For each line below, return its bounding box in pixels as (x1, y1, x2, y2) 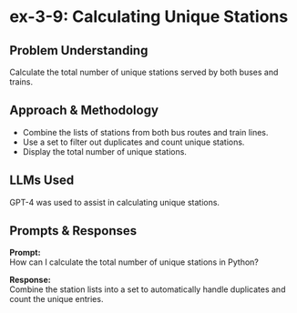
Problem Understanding (9, 43, 148, 58)
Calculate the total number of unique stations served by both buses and (9, 66, 279, 77)
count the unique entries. (9, 294, 104, 305)
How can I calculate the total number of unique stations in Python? (9, 257, 260, 268)
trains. (9, 76, 34, 87)
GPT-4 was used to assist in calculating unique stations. (9, 197, 220, 207)
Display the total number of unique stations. (22, 146, 187, 156)
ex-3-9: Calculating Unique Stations (9, 6, 289, 27)
